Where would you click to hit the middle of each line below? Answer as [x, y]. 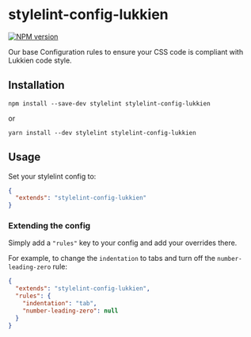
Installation [36, 85]
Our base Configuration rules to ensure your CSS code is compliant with [126, 52]
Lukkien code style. [40, 60]
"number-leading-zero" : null [70, 311]
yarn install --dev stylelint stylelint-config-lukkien [102, 132]
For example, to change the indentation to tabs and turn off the [112, 258]
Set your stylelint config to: [52, 176]
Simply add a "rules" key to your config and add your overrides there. [123, 243]
